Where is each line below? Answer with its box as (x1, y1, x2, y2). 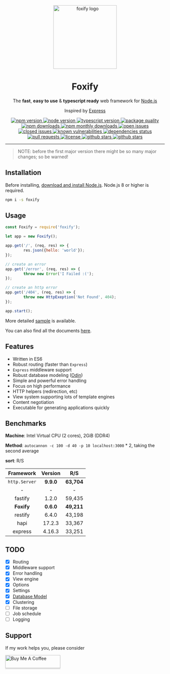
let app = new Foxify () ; (5, 234, 58, 239)
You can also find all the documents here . (5, 328, 92, 334)
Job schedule (12, 610, 41, 617)
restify (14, 511, 30, 518)
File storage (12, 605, 38, 611)
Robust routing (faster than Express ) (12, 361, 88, 367)
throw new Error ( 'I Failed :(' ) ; (23, 271, 94, 276)
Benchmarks (5, 419, 47, 428)
